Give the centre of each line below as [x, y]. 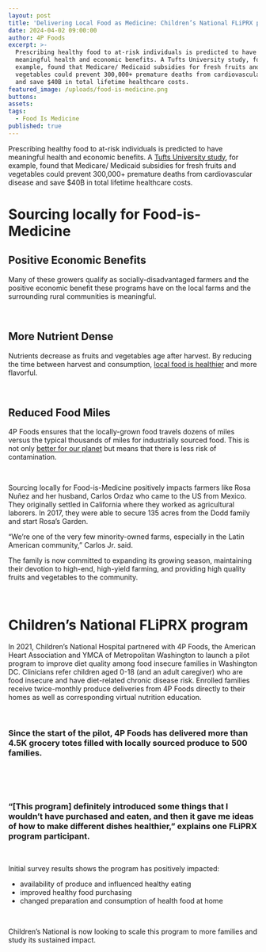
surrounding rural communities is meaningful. [82, 296]
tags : [17, 112]
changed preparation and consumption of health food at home [121, 900]
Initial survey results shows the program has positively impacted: [114, 868]
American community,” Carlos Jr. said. [70, 545]
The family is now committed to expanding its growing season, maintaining [130, 560]
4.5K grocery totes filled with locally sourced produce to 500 [128, 744]
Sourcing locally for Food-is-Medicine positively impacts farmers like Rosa [129, 487]
